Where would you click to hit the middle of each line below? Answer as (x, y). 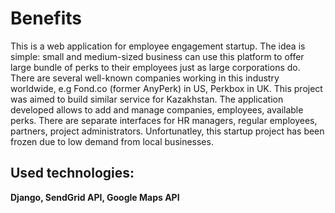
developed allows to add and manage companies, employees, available (157, 109)
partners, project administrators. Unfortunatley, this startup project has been (167, 131)
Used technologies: (72, 173)
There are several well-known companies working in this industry (145, 78)
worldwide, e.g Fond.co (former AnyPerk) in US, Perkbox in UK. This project (166, 88)
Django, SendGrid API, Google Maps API (95, 197)
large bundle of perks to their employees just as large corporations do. (155, 67)
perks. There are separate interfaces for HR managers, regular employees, (164, 120)
